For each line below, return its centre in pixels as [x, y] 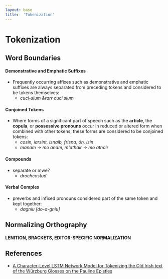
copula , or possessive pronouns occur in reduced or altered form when [87, 126]
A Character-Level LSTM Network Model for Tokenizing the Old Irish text [88, 265]
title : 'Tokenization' [30, 15]
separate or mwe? [31, 170]
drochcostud [33, 176]
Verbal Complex [22, 187]
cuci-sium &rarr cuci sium [47, 98]
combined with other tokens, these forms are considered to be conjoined [88, 131]
